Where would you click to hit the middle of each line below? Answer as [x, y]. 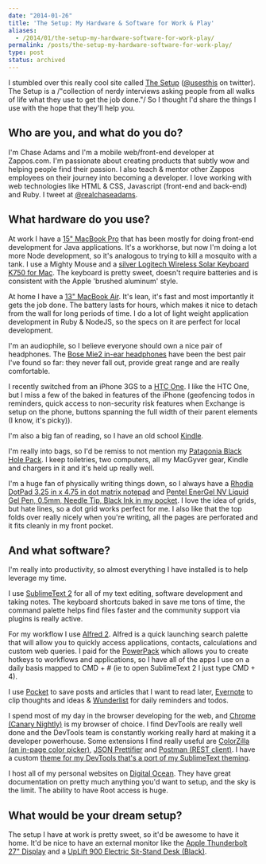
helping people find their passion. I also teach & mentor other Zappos [121, 169]
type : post [26, 53]
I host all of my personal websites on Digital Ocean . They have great [120, 773]
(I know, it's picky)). [40, 420]
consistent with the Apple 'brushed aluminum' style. [93, 281]
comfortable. [29, 371]
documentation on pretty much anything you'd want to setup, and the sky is [132, 782]
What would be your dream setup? [95, 815]
